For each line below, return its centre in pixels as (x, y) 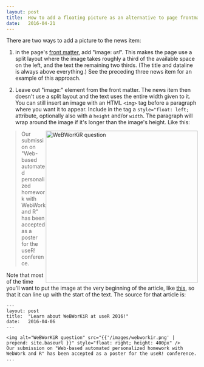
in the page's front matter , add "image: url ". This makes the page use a (104, 52)
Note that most (25, 275)
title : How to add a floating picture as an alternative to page (92, 18)
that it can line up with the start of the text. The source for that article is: (96, 295)
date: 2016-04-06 (31, 322)
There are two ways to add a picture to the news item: (74, 41)
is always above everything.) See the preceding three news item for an (104, 72)
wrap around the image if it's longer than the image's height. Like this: (102, 122)
